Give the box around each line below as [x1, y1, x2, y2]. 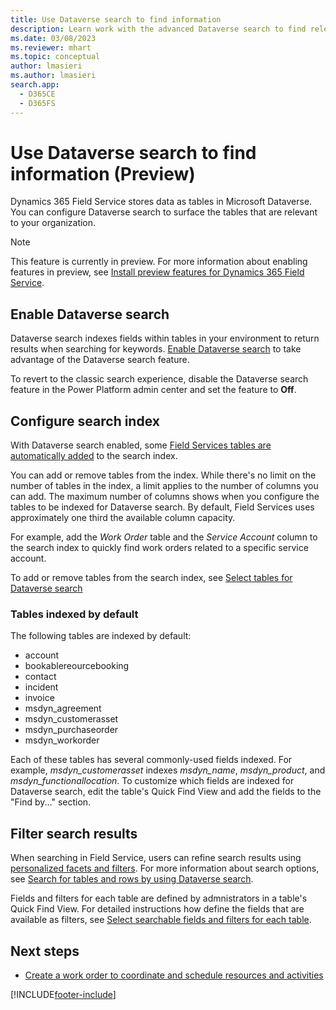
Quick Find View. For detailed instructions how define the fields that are [10, 903, 305, 915]
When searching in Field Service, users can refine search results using [10, 852, 302, 864]
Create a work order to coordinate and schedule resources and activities [24, 969, 324, 981]
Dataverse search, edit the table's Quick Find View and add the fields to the [10, 786, 322, 798]
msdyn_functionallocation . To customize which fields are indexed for [10, 775, 295, 787]
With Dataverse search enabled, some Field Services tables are [10, 439, 272, 451]
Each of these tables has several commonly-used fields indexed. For [10, 754, 293, 766]
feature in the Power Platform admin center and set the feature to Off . [10, 384, 297, 396]
